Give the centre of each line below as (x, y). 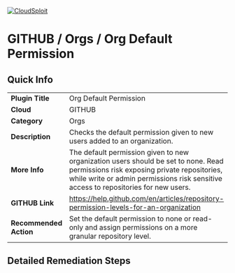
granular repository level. (110, 236)
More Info (27, 170)
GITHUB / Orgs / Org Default (90, 39)
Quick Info (30, 79)
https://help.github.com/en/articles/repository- (147, 199)
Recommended (37, 223)
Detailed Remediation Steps (69, 261)
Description (31, 136)
